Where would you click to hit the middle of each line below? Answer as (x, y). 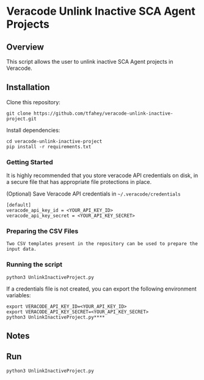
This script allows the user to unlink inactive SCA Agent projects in (90, 62)
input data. (21, 249)
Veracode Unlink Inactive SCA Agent (101, 11)
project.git (21, 119)
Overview (25, 47)
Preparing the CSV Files (42, 231)
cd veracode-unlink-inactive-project (54, 141)
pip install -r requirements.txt (49, 146)
